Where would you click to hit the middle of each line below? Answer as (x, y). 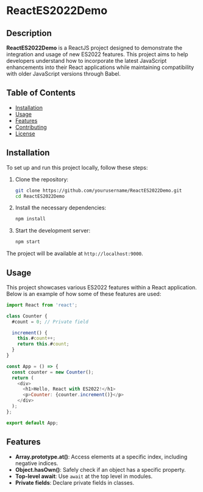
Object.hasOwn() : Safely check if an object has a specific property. (100, 469)
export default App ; (33, 423)
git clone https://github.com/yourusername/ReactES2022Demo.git (98, 190)
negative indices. (37, 463)
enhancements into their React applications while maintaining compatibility (100, 67)
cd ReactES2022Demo (40, 196)
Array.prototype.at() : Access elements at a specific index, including (101, 457)
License (25, 133)
